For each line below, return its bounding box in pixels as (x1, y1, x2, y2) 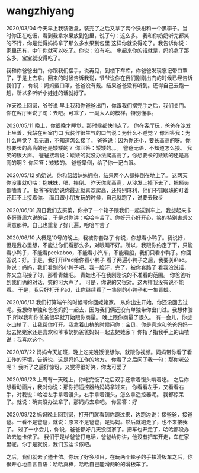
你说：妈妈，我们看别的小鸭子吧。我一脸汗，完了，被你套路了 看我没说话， (6, 263, 190, 271)
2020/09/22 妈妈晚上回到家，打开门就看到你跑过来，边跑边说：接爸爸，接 (6, 411, 188, 418)
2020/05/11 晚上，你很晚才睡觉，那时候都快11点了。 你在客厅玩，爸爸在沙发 (6, 122, 191, 129)
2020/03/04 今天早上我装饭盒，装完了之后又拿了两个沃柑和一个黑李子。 (6, 24, 183, 31)
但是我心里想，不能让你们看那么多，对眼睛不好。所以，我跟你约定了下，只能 (6, 241, 193, 248)
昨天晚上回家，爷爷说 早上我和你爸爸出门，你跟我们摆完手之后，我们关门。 (6, 102, 190, 109)
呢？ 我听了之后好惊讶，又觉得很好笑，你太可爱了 (6, 363, 127, 370)
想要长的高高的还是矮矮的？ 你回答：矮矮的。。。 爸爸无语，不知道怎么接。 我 (6, 144, 192, 151)
